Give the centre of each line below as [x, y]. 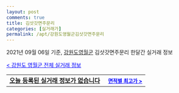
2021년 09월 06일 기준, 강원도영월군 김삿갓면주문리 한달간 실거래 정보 [90, 53]
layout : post [23, 12]
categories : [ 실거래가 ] [34, 29]
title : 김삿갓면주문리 [30, 23]
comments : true [26, 18]
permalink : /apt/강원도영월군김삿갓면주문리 [55, 34]
